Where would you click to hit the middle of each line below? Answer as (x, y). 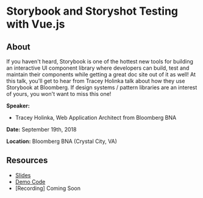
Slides (23, 175)
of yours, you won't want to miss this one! (59, 94)
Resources (27, 160)
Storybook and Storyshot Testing (92, 11)
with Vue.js (36, 24)
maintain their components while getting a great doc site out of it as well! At (101, 74)
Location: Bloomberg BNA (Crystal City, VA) (62, 141)
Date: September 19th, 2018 (41, 129)
